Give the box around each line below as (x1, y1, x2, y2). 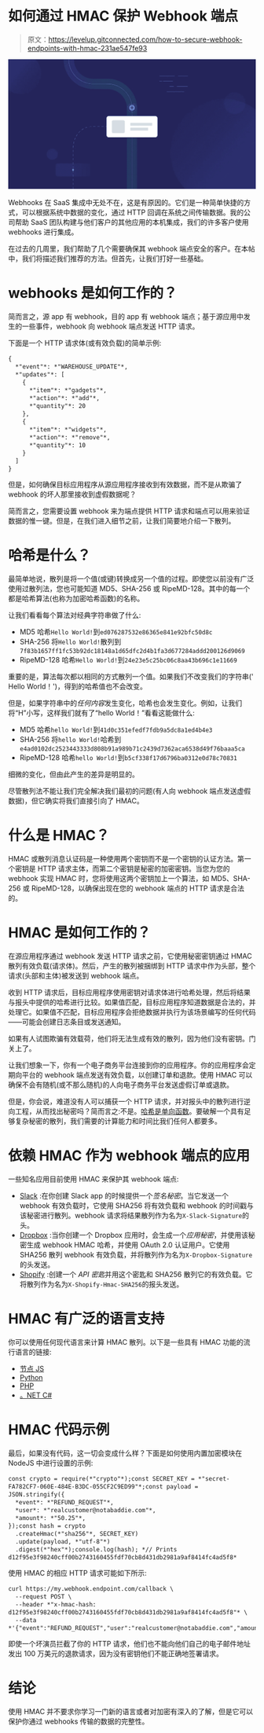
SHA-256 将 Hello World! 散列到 (19, 637, 122, 647)
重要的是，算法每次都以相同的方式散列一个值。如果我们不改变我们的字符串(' (8, 672, 254, 681)
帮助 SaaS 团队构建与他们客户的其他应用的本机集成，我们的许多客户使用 (14, 218, 249, 227)
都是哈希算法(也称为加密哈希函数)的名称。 (8, 594, 145, 604)
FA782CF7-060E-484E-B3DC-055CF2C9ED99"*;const (8, 1482, 163, 1490)
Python (19, 1372, 43, 1382)
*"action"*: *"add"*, (28, 395, 101, 402)
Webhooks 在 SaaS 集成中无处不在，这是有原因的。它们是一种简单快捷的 (8, 198, 244, 207)
